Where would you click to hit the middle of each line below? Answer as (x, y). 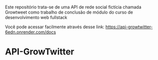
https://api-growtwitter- (129, 27)
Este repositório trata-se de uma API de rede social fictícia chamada (73, 7)
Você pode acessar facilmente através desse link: (55, 27)
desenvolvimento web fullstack (36, 17)
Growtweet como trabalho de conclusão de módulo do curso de (69, 12)
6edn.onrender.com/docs (31, 32)
